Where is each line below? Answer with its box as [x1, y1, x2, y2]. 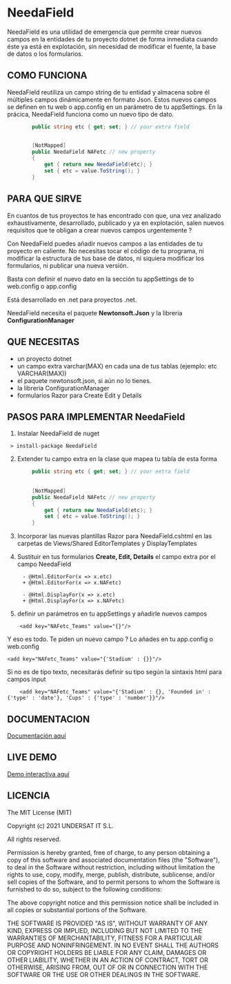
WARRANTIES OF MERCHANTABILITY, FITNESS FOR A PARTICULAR [7, 934, 202, 942]
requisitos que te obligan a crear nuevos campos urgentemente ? [7, 226, 192, 234]
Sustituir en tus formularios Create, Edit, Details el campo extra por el [17, 553, 216, 561]
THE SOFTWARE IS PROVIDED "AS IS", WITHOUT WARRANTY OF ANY [7, 919, 208, 927]
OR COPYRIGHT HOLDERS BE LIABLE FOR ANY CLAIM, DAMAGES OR [7, 948, 207, 956]
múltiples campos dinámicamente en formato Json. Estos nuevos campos [7, 95, 217, 104]
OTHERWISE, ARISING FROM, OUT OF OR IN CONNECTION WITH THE [7, 963, 208, 971]
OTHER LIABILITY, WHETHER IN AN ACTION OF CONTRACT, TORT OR [7, 956, 208, 964]
